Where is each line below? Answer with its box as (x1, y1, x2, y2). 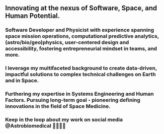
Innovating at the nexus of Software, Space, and (5, 4, 158, 12)
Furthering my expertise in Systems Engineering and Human (5, 90, 154, 97)
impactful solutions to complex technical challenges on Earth (5, 71, 156, 78)
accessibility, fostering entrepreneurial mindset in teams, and (5, 45, 158, 52)
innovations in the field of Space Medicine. (5, 103, 111, 110)
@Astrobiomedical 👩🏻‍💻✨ (5, 123, 66, 130)
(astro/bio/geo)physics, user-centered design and (5, 39, 129, 46)
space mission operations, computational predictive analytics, (5, 33, 159, 40)
